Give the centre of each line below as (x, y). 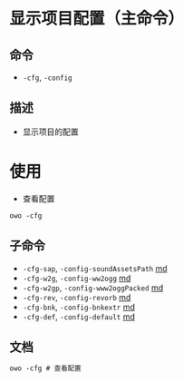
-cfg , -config (47, 77)
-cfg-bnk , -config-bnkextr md (79, 307)
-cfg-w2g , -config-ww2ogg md (77, 278)
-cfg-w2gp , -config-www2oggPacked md (93, 288)
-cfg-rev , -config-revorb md (77, 297)
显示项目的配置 (50, 132)
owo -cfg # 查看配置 (45, 368)
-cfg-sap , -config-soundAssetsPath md (95, 268)
